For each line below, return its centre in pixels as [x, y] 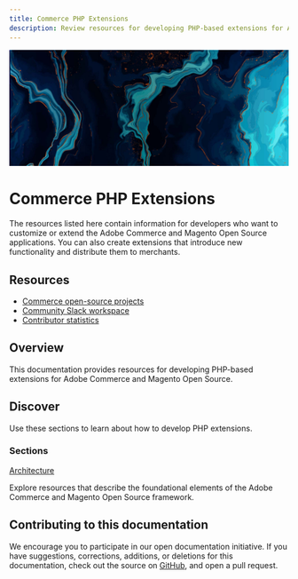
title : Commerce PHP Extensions [69, 19]
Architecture [32, 470]
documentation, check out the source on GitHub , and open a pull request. [144, 565]
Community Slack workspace [76, 310]
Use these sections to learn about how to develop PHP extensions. [131, 428]
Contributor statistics [60, 320]
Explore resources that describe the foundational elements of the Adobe [141, 488]
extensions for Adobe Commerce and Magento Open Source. [121, 378]
